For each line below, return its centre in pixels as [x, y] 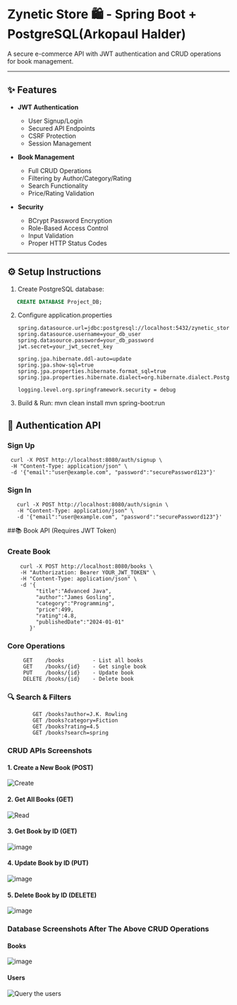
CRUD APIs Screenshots [50, 751]
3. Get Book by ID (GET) [42, 831]
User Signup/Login [55, 121]
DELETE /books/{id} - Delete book [78, 679]
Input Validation [51, 235]
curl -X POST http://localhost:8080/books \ [86, 566]
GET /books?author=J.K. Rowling [80, 715]
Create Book [29, 552]
